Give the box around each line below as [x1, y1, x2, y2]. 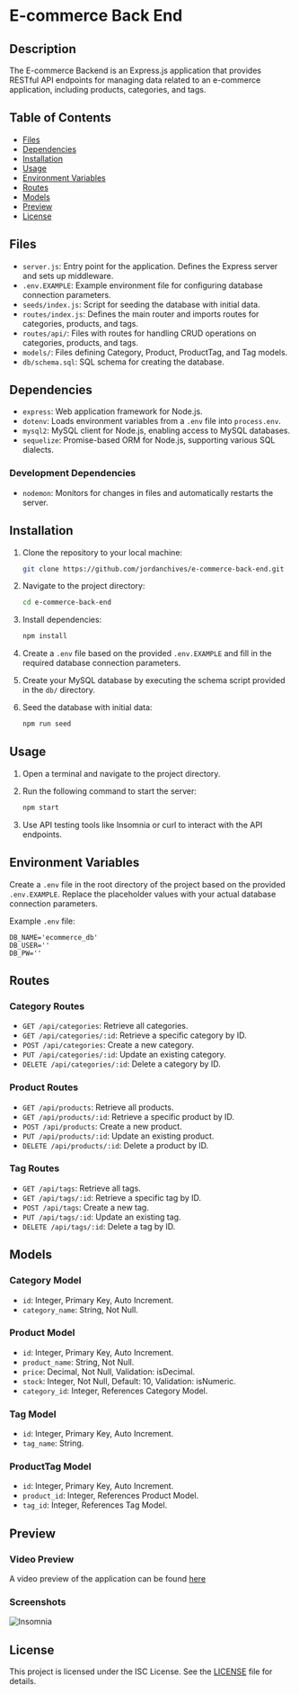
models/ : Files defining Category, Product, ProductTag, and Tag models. [22, 347, 288, 357]
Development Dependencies [9, 467, 136, 480]
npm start [22, 803, 60, 812]
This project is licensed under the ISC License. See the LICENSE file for [9, 1666, 273, 1677]
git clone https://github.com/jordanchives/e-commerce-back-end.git [22, 564, 285, 573]
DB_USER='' [9, 941, 50, 950]
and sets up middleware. [22, 270, 114, 281]
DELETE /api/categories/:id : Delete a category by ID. [22, 1059, 222, 1069]
